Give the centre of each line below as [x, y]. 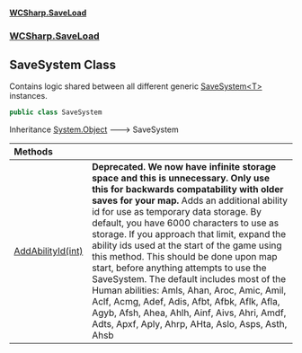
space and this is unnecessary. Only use [181, 178]
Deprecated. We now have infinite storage [184, 167]
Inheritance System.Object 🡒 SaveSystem [94, 129]
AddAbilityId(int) [49, 252]
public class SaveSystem [56, 112]
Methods [34, 152]
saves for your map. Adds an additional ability [189, 200]
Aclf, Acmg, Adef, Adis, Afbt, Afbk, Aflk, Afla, [186, 302]
